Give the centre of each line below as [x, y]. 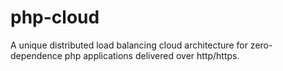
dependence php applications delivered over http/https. [125, 55]
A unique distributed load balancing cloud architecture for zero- [141, 45]
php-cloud [55, 17]
